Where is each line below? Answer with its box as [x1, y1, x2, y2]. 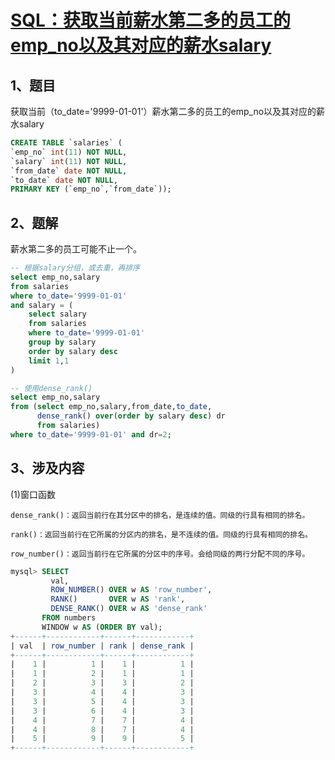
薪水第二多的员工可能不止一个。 [10, 243, 142, 255]
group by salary [28, 337, 97, 348]
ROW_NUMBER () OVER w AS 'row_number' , [50, 585, 213, 595]
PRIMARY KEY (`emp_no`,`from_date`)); [10, 184, 172, 195]
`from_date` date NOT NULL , [10, 166, 128, 176]
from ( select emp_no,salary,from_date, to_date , [10, 402, 213, 412]
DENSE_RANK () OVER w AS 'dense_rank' [50, 604, 208, 614]
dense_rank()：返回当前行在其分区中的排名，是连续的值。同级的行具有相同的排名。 [10, 510, 310, 520]
